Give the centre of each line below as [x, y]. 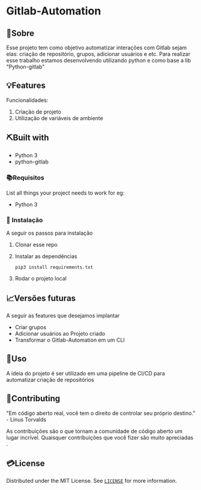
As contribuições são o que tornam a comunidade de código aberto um [94, 431]
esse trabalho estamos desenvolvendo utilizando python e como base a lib [99, 60]
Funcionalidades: [27, 100]
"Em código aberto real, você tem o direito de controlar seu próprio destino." [101, 413]
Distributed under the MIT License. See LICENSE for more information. [91, 481]
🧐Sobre [20, 33]
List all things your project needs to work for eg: [65, 193]
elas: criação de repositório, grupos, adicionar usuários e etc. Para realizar [98, 54]
